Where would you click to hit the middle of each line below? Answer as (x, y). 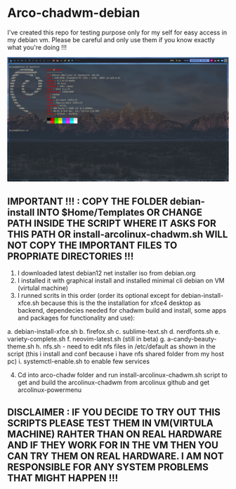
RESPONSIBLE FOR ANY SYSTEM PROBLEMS (108, 467)
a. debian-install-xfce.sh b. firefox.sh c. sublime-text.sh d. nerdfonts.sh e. (114, 332)
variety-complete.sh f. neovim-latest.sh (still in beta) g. (87, 339)
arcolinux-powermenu (50, 390)
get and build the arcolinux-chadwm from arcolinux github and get (113, 383)
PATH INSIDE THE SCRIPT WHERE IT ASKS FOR (112, 223)
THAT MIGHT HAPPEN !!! (63, 478)
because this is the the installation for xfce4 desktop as (121, 303)
